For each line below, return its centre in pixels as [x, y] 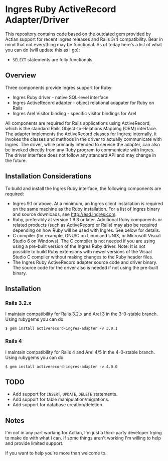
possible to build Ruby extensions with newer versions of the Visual [82, 251]
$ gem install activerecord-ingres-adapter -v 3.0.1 [61, 329]
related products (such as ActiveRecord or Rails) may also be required [85, 225]
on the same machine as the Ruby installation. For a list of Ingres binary [86, 209]
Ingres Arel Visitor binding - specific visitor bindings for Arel [74, 113]
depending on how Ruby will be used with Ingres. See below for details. [86, 230]
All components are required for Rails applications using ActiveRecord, [78, 123]
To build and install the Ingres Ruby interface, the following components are [83, 188]
